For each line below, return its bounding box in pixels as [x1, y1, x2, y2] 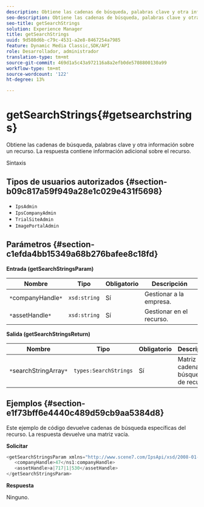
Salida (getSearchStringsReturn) [6, 330, 91, 338]
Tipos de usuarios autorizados [6, 177, 124, 187]
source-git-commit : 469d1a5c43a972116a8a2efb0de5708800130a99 [6, 60, 167, 66]
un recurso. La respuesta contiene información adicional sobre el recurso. [6, 148, 191, 155]
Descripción [151, 279, 188, 288]
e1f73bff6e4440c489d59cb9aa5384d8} [6, 408, 165, 418]
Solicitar [6, 442, 29, 449]
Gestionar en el [144, 307, 188, 316]
